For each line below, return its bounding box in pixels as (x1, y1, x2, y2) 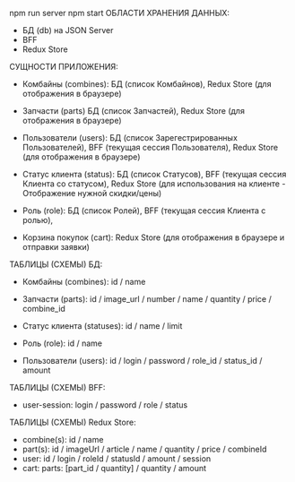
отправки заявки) (22, 242, 90, 252)
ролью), (22, 215, 54, 225)
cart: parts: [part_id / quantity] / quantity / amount (22, 463, 207, 473)
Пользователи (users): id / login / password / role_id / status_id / (22, 356, 263, 366)
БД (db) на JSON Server (22, 25, 114, 35)
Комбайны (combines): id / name (22, 277, 146, 287)
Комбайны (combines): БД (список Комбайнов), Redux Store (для (22, 79, 272, 89)
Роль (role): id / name (22, 338, 103, 349)
